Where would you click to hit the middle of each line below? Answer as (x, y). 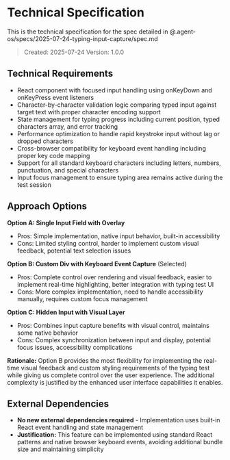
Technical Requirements (60, 74)
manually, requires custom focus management (82, 298)
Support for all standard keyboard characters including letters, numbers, (119, 163)
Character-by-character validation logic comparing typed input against (117, 105)
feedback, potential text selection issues (74, 251)
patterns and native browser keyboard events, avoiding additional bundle (120, 442)
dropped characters (45, 141)
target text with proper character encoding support (89, 112)
